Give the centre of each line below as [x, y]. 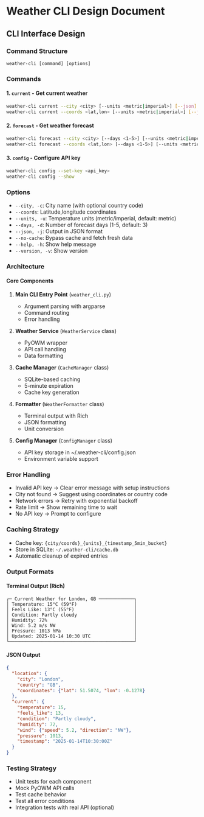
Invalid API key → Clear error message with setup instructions [92, 488]
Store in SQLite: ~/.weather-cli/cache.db [66, 549]
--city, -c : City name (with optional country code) [79, 205]
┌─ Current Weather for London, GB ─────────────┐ [72, 599]
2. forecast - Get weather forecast [50, 125]
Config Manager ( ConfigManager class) [64, 441]
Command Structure [37, 51]
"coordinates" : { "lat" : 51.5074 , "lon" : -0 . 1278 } [81, 690]
